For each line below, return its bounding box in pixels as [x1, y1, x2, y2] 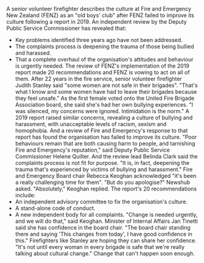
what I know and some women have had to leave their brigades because [15, 88, 197, 95]
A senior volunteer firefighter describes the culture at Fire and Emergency [6, 5, 192, 12]
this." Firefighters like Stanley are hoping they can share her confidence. [15, 237, 197, 244]
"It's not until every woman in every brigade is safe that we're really [15, 244, 185, 250]
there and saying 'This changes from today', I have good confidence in [15, 231, 193, 237]
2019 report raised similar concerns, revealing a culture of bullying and [15, 114, 193, 121]
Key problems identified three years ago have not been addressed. [15, 37, 183, 43]
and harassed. [15, 49, 52, 57]
